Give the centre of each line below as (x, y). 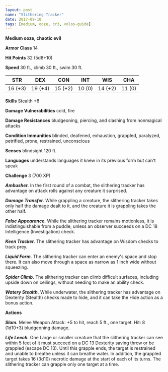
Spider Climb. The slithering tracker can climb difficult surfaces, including (82, 277)
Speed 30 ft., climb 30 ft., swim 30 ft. (44, 68)
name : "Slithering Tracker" (35, 15)
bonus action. (19, 303)
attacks (13, 126)
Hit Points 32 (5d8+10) (29, 58)
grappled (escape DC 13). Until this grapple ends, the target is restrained (80, 348)
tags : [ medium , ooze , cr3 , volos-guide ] (48, 24)
